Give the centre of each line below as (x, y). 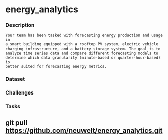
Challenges (19, 93)
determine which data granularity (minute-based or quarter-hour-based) (83, 58)
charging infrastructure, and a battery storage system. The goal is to (83, 49)
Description (20, 25)
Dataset (15, 79)
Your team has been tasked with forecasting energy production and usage (84, 36)
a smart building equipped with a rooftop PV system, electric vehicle (82, 44)
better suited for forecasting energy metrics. (56, 67)
